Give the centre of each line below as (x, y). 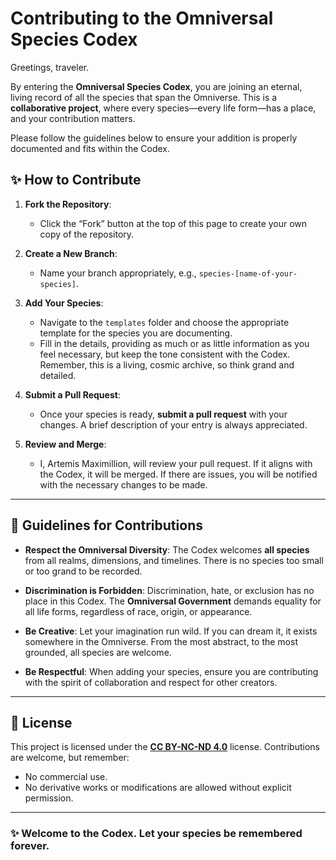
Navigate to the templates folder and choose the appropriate (164, 322)
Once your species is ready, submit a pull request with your (163, 414)
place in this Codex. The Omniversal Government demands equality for (173, 601)
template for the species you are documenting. (136, 333)
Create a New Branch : (71, 253)
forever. (30, 846)
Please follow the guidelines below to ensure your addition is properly (154, 138)
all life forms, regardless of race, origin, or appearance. (138, 611)
